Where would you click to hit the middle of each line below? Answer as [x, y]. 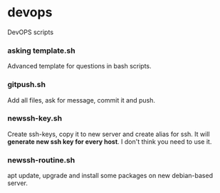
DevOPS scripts [31, 32]
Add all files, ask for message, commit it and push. [81, 100]
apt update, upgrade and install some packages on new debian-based [110, 176]
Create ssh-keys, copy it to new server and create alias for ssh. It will [109, 134]
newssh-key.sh [35, 118]
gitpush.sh [27, 85]
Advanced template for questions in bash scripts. [79, 66]
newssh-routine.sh [41, 160]
